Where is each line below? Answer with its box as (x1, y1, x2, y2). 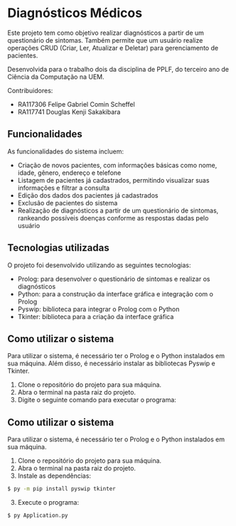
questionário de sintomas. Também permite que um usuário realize (7, 36, 203, 44)
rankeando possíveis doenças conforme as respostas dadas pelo (17, 213, 209, 222)
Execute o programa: (17, 498, 80, 507)
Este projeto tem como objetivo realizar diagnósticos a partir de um (7, 28, 205, 37)
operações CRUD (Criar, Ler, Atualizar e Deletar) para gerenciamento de (7, 43, 219, 52)
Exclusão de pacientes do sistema (17, 198, 118, 207)
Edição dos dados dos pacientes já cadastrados (17, 190, 159, 200)
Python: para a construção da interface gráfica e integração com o (17, 289, 213, 298)
